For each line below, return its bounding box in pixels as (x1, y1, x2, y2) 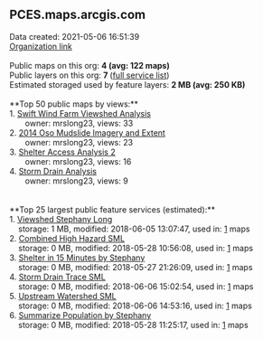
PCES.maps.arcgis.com (9, 7, 146, 23)
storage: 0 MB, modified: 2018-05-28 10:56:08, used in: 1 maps (17, 242, 254, 253)
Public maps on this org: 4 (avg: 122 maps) (9, 60, 170, 71)
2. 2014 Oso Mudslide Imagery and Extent (9, 127, 165, 138)
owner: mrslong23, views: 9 (24, 175, 128, 186)
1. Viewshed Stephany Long (9, 213, 113, 224)
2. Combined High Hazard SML (9, 232, 125, 243)
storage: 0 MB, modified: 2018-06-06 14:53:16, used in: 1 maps (17, 300, 253, 311)
